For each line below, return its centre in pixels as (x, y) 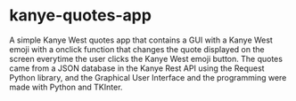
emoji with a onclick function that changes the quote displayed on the (137, 49)
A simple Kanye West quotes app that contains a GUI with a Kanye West (141, 40)
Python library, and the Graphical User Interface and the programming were (148, 77)
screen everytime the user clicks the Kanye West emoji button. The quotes (146, 58)
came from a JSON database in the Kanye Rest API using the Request (137, 68)
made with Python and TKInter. (66, 87)
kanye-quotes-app (80, 16)
